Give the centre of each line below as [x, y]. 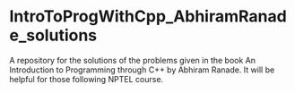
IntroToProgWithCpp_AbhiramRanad [148, 17]
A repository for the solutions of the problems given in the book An [133, 60]
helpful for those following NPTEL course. [87, 79]
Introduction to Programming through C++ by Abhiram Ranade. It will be [142, 70]
